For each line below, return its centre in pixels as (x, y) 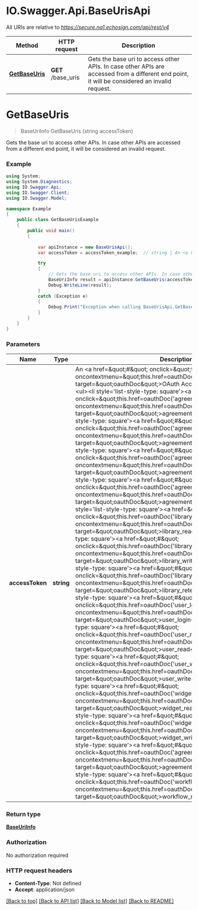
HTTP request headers (39, 871)
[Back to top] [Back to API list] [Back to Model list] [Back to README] (90, 901)
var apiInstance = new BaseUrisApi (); (85, 247)
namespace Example (29, 209)
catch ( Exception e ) (63, 296)
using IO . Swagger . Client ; (38, 193)
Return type (24, 815)
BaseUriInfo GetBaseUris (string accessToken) (77, 131)
